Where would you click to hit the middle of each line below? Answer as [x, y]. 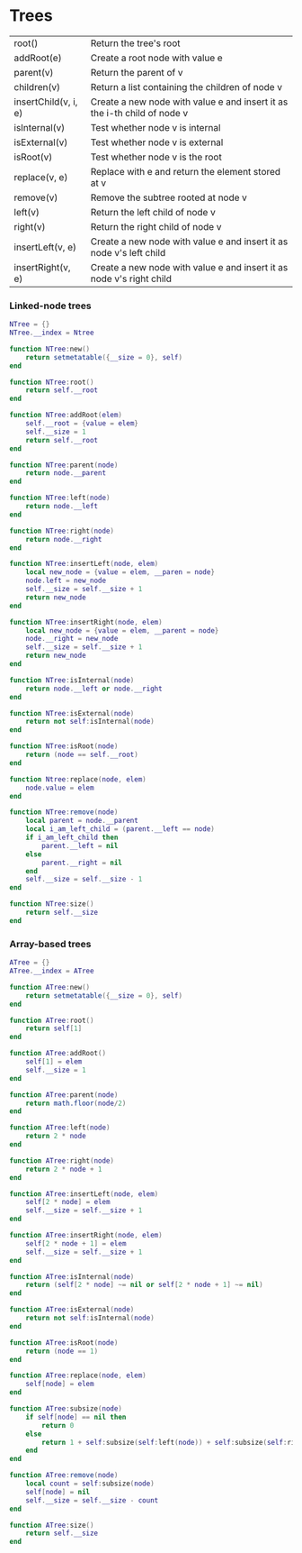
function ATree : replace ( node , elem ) [78, 1375]
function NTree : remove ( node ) [64, 812]
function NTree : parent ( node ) [64, 465]
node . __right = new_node [72, 639]
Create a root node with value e [156, 58]
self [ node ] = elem [60, 1384]
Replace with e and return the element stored [186, 171]
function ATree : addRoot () [58, 1054]
